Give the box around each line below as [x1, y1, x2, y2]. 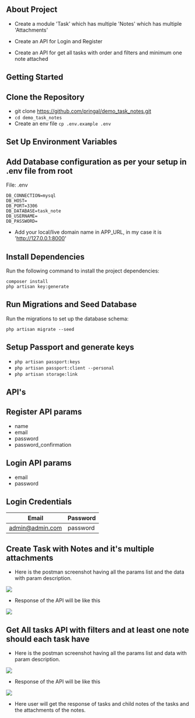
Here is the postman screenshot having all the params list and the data [14, 568, 185, 575]
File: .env [6, 181, 28, 189]
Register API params [6, 407, 82, 417]
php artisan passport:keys [14, 359, 81, 365]
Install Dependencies [6, 251, 85, 262]
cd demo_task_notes [14, 115, 62, 121]
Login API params [6, 458, 72, 468]
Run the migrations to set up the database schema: [6, 315, 129, 322]
